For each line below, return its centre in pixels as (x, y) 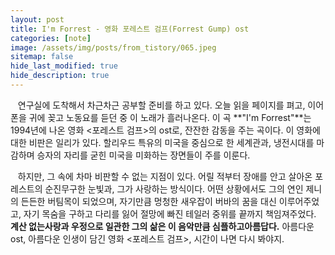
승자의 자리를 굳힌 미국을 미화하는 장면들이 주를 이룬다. (143, 155)
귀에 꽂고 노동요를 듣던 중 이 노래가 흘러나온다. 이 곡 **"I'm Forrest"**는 (170, 117)
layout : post (37, 19)
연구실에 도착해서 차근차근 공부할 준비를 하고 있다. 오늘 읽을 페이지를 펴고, (161, 105)
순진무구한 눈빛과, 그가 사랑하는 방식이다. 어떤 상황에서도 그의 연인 (174, 188)
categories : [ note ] (51, 38)
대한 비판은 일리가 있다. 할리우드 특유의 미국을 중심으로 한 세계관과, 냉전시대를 (162, 142)
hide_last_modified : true (64, 66)
